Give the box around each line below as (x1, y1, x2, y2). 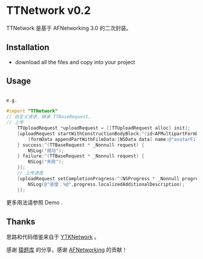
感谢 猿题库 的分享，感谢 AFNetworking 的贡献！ (6, 246, 128, 254)
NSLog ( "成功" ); (28, 148, 65, 154)
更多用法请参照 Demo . (6, 198, 63, 206)
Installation (6, 42, 50, 53)
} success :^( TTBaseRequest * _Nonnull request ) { (17, 142, 145, 148)
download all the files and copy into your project (14, 58, 135, 65)
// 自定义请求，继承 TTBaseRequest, (6, 114, 91, 120)
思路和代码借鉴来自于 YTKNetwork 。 (6, 234, 100, 241)
